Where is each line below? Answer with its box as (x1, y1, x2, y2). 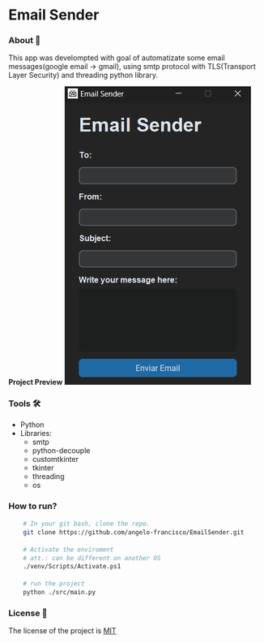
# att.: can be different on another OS (23, 554, 161, 562)
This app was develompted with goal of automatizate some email (8, 53, 225, 63)
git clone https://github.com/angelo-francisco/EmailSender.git (23, 528, 245, 537)
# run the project (23, 580, 85, 588)
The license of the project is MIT (8, 626, 117, 636)
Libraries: (19, 428, 53, 438)
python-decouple (32, 445, 91, 455)
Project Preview (8, 378, 63, 387)
